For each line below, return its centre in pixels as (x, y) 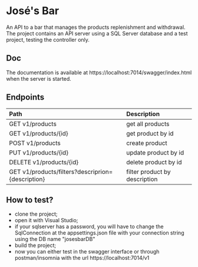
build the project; (35, 245)
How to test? (30, 200)
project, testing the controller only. (48, 39)
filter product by (148, 172)
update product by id (155, 153)
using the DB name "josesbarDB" (55, 239)
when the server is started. (39, 78)
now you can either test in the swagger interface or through (87, 252)
